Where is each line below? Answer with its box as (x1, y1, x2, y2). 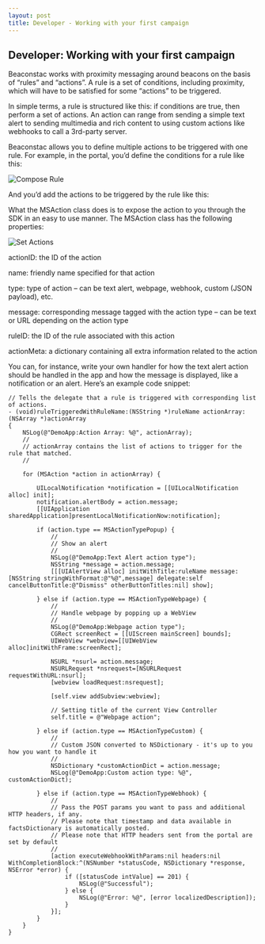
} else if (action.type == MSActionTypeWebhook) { (36, 790, 207, 798)
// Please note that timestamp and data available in (50, 818, 232, 826)
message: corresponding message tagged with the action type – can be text (8, 307, 257, 317)
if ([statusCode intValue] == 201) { (64, 873, 190, 881)
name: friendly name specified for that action (8, 268, 156, 278)
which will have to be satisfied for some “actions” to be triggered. (8, 86, 221, 96)
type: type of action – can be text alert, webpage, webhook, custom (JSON (8, 283, 252, 294)
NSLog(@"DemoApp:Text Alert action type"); (50, 554, 196, 562)
